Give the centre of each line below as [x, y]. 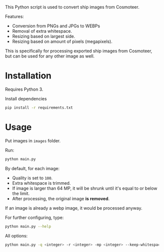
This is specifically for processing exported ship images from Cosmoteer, [79, 51]
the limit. [21, 193]
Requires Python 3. [24, 89]
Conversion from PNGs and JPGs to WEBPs [56, 26]
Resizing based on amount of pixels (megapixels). [62, 41]
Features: [15, 16]
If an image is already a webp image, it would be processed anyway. [74, 208]
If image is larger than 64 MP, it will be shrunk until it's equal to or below [85, 188]
